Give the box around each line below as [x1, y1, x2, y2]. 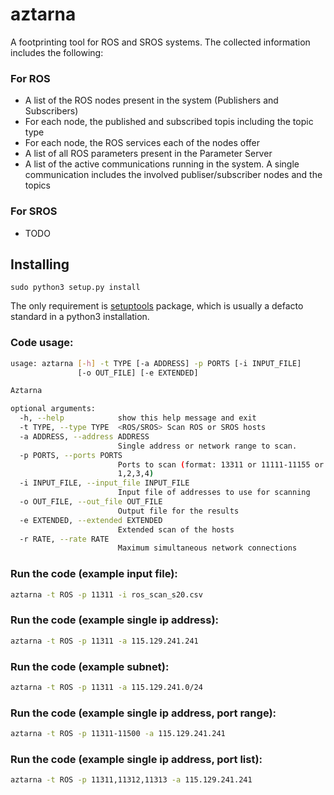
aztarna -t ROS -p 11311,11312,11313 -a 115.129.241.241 [10, 775, 253, 785]
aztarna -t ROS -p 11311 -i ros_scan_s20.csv [10, 589, 203, 600]
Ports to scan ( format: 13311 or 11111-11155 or [117, 459, 325, 470]
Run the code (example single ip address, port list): [10, 752, 263, 766]
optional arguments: [10, 404, 97, 414]
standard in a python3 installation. [10, 311, 150, 323]
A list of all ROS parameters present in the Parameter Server [24, 148, 273, 160]
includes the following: [10, 46, 104, 58]
